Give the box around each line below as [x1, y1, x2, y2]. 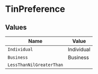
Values [5, 23, 27, 32]
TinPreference [5, 3, 65, 15]
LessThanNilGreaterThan [7, 62, 64, 68]
